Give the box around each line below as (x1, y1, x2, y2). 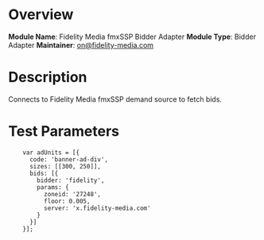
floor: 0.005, (43, 197, 91, 205)
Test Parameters (8, 122, 120, 141)
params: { (37, 183, 69, 192)
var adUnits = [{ (22, 149, 80, 157)
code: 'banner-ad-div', (29, 155, 109, 164)
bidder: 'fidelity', (37, 176, 105, 184)
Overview (8, 6, 74, 24)
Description (8, 68, 87, 87)
